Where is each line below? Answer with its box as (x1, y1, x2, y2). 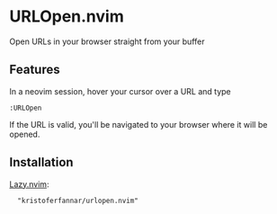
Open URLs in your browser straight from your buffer (9, 36, 205, 47)
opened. (9, 129, 40, 139)
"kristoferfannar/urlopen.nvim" (17, 196, 139, 205)
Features (9, 62, 60, 77)
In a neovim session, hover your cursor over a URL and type (9, 85, 231, 96)
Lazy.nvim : (9, 178, 49, 190)
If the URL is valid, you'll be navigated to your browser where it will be (9, 119, 268, 129)
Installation (9, 155, 74, 170)
